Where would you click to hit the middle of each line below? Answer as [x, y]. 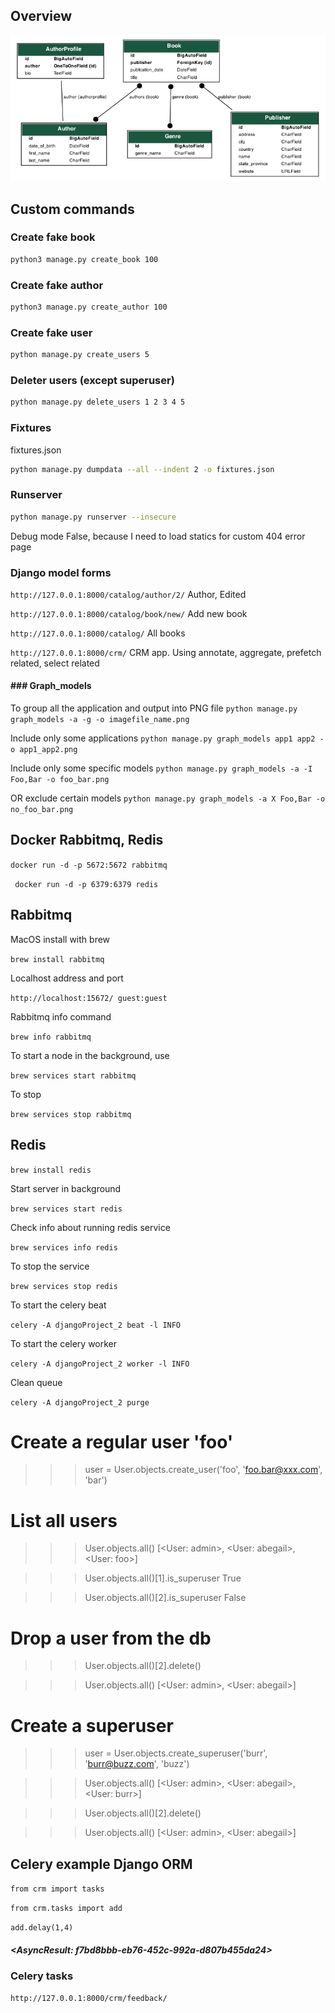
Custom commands [72, 209]
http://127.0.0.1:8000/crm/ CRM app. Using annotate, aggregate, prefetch [166, 652]
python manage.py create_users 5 [80, 355]
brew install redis [51, 1170]
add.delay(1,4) [42, 1928]
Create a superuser [92, 1725]
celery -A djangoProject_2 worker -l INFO [100, 1364]
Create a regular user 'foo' [122, 1441]
